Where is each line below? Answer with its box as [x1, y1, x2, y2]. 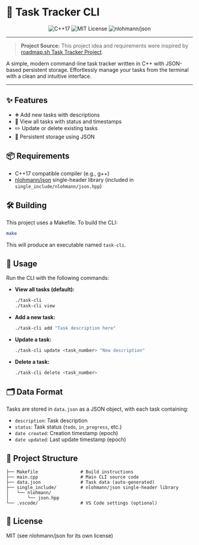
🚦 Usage [6, 259, 37, 269]
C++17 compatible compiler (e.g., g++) [14, 169, 110, 177]
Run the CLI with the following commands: [6, 275, 110, 282]
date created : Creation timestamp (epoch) [14, 430, 118, 437]
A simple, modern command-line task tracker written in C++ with [6, 59, 165, 67]
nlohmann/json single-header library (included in [14, 176, 134, 183]
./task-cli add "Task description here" [14, 325, 116, 331]
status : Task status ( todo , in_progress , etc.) [14, 423, 122, 430]
